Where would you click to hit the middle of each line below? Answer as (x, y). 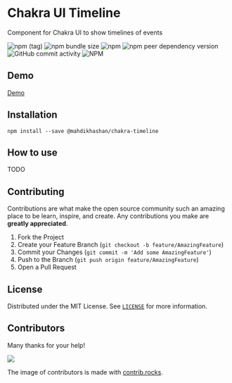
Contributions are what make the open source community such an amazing (116, 208)
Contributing (36, 191)
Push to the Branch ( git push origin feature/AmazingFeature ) (108, 260)
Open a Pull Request (47, 267)
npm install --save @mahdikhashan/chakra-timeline (83, 131)
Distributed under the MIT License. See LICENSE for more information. (107, 306)
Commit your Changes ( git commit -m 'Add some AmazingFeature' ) (115, 252)
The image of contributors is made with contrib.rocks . (85, 372)
